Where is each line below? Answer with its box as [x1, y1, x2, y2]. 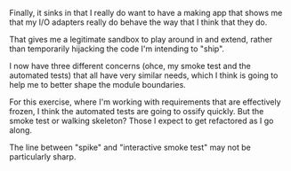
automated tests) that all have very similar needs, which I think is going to [9, 70, 279, 81]
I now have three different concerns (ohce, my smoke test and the [9, 61, 252, 71]
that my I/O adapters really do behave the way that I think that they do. [9, 17, 268, 27]
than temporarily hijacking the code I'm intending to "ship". [9, 43, 225, 54]
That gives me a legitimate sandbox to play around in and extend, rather [9, 35, 273, 44]
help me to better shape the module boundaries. [9, 80, 187, 89]
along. [9, 125, 33, 136]
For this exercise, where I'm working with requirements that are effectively [9, 97, 282, 107]
